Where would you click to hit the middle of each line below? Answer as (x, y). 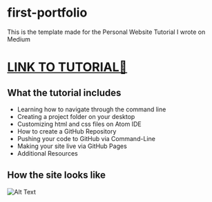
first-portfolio (47, 13)
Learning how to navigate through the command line (91, 109)
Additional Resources (47, 153)
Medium (19, 39)
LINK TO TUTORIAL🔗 (67, 67)
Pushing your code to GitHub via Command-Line (86, 138)
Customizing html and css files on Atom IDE (79, 124)
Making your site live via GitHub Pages (72, 146)
